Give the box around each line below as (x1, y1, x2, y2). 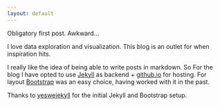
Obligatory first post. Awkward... (7, 29, 100, 37)
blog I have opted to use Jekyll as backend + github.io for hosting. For (7, 70, 207, 78)
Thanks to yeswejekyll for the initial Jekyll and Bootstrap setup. (7, 91, 187, 99)
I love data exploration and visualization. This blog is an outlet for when (7, 42, 210, 50)
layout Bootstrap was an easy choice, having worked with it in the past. (7, 77, 210, 86)
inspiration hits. (7, 50, 51, 58)
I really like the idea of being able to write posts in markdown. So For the (7, 63, 213, 71)
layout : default (7, 10, 54, 17)
